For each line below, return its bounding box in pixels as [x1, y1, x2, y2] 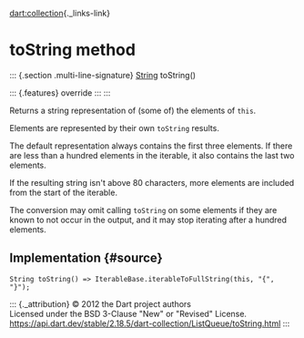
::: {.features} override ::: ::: [9, 87, 111, 98]
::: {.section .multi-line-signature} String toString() [9, 69, 197, 80]
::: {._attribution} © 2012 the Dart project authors [9, 298, 191, 309]
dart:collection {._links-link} [9, 8, 111, 18]
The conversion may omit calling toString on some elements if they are [9, 204, 278, 215]
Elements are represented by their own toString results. [9, 122, 220, 133]
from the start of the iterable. [9, 187, 118, 198]
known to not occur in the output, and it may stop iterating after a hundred [9, 214, 288, 225]
